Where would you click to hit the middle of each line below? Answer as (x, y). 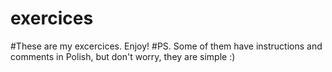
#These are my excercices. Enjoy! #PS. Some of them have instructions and (166, 46)
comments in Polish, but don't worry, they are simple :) (123, 56)
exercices (52, 18)
